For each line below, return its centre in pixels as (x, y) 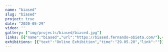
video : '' (15, 28)
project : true (20, 19)
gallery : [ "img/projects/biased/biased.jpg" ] (53, 33)
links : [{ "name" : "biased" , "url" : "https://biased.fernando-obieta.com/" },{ (85, 38)
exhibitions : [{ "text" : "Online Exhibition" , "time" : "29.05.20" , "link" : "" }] (85, 42)
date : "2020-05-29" (25, 24)
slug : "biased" (21, 14)
